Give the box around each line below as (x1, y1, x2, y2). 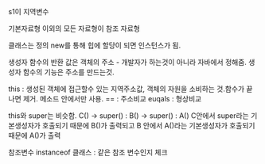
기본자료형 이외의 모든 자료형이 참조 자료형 (8, 24, 141, 33)
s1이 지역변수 (8, 7, 49, 16)
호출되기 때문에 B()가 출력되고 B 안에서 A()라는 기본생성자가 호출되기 (42, 121, 256, 130)
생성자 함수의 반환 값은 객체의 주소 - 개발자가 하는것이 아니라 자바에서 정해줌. (8, 58, 247, 67)
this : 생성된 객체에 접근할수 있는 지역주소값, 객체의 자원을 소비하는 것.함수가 (8, 84, 245, 93)
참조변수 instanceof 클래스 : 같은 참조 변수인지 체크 (8, 147, 169, 157)
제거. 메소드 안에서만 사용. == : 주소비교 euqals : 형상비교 (22, 94, 202, 103)
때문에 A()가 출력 (8, 131, 61, 140)
